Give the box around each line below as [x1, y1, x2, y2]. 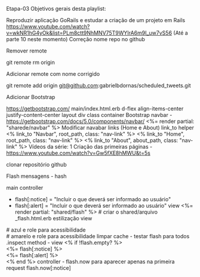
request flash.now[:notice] [6, 264, 72, 271]
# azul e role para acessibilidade [6, 226, 86, 233]
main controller [6, 184, 44, 191]
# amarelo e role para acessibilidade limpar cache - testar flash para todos [6, 233, 190, 239]
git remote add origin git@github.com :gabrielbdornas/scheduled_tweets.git [6, 82, 191, 89]
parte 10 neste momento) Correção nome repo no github [6, 36, 145, 42]
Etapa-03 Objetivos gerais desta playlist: [6, 5, 106, 12]
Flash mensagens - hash [6, 173, 67, 180]
